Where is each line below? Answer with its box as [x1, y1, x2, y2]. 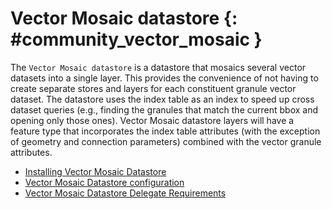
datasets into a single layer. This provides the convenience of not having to [10, 72, 319, 84]
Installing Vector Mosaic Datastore [24, 165, 167, 177]
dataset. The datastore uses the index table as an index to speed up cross [10, 93, 315, 105]
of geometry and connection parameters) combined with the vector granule [10, 135, 322, 147]
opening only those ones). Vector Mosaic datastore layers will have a [10, 114, 295, 126]
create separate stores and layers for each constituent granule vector [10, 82, 297, 94]
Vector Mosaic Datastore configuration [24, 176, 185, 188]
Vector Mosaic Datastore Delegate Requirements [24, 187, 227, 199]
